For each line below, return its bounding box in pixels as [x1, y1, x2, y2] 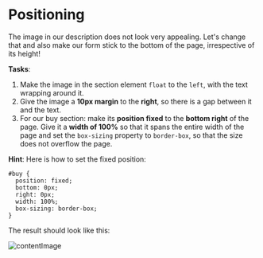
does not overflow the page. [19, 139, 113, 148]
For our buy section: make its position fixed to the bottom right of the [19, 113, 249, 123]
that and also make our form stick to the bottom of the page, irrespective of [8, 40, 255, 49]
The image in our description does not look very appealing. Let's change [8, 32, 246, 41]
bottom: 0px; [15, 183, 59, 192]
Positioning [8, 6, 85, 24]
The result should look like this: [8, 225, 110, 235]
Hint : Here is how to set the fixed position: [8, 154, 147, 164]
